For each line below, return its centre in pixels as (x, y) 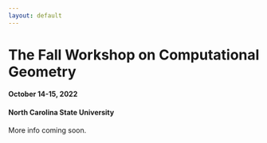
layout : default (35, 15)
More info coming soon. (47, 130)
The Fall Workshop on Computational (134, 54)
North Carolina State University (61, 112)
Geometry (43, 71)
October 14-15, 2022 (43, 94)
